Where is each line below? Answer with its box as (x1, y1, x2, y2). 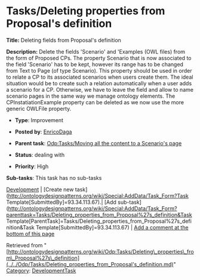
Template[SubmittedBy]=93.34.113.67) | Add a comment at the (35, 223, 189, 231)
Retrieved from (6, 241, 43, 248)
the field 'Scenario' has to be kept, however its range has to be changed (6, 61, 184, 68)
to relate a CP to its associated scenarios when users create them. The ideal (6, 73, 193, 80)
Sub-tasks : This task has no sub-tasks (6, 174, 102, 181)
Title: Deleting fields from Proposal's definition (6, 36, 121, 43)
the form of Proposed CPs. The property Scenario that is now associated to (6, 54, 192, 61)
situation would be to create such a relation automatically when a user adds (6, 79, 192, 87)
